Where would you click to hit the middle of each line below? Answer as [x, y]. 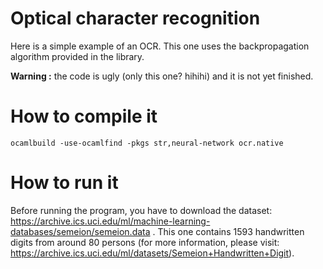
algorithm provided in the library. [77, 56]
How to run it [64, 183]
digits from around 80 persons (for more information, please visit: [145, 242]
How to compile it [84, 116]
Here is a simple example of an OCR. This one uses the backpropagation [160, 46]
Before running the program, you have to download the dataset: [141, 210]
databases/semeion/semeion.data [80, 231]
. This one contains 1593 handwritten [228, 231]
